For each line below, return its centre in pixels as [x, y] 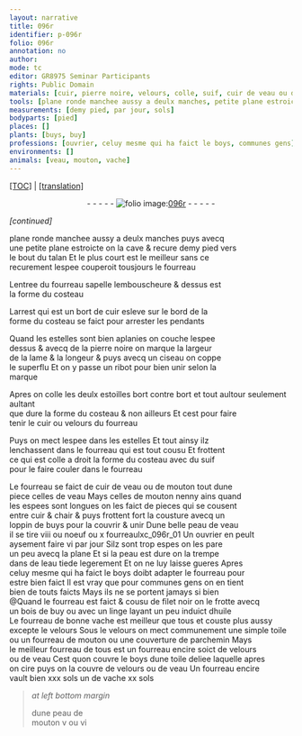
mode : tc [26, 68]
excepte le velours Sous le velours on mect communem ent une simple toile [148, 630]
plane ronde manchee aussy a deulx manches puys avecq [117, 238]
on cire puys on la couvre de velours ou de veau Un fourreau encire [135, 668]
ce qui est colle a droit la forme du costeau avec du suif [112, 459]
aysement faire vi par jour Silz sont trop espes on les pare [116, 544]
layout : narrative [44, 18]
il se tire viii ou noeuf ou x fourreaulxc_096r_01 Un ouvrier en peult [132, 534]
